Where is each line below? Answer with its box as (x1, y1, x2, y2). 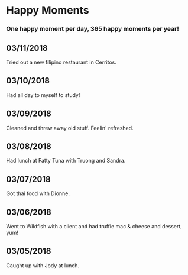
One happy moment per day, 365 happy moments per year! (6, 25, 179, 33)
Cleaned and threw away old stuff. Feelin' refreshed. (6, 124, 134, 131)
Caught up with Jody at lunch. (6, 261, 80, 269)
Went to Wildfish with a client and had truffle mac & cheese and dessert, (6, 222, 182, 229)
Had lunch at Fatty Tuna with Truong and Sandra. (6, 157, 126, 164)
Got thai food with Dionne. (6, 190, 70, 197)
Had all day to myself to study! (6, 91, 80, 98)
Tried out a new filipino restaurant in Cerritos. (6, 59, 117, 66)
